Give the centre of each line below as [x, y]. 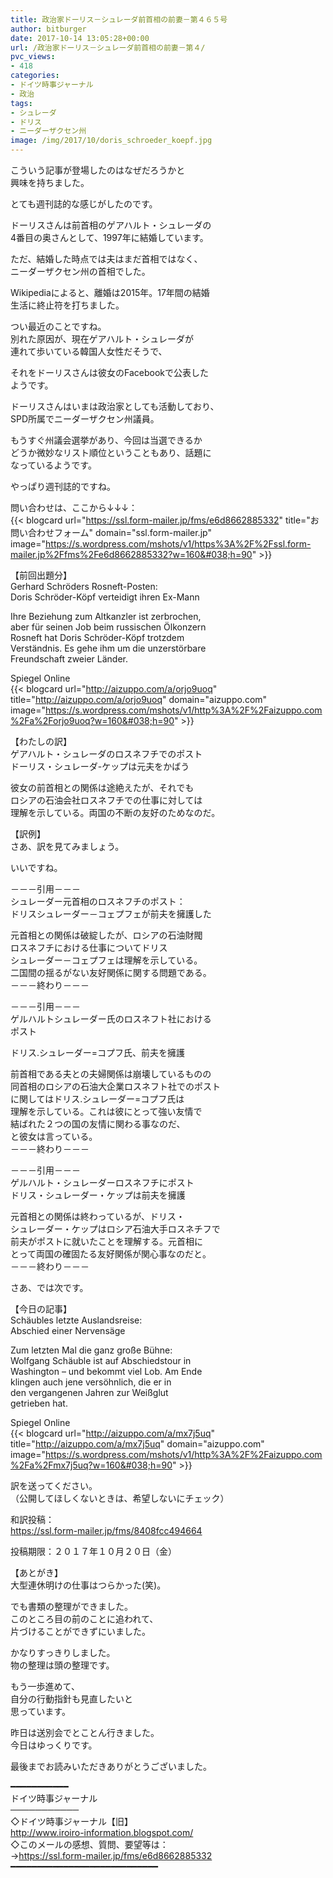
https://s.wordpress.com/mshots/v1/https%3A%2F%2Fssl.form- [178, 544]
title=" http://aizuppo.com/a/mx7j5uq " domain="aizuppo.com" [137, 1444]
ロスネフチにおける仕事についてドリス [89, 947]
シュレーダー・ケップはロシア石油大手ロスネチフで [115, 1229]
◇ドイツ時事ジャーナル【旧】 [72, 1821]
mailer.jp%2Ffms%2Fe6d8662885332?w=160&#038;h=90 [131, 554]
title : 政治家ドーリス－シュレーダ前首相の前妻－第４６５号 [119, 19]
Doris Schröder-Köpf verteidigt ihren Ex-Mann [105, 597]
